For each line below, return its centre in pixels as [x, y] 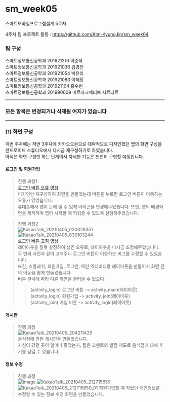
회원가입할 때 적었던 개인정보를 [130, 388]
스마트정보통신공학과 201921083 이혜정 [45, 80]
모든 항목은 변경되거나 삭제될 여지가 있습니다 [56, 112]
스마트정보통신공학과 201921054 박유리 [45, 74]
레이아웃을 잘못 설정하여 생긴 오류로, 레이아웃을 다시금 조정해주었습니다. [89, 247]
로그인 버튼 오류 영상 [38, 188]
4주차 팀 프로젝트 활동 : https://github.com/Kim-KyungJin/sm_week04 [77, 34]
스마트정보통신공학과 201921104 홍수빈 [44, 86]
